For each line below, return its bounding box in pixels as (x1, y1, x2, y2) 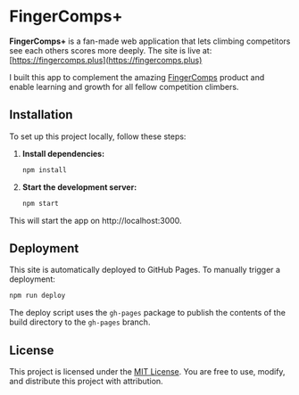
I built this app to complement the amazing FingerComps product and (9, 71, 265, 82)
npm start (21, 199, 60, 208)
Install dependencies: (21, 148, 105, 159)
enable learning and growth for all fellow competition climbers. (9, 81, 239, 92)
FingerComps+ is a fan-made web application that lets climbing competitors (9, 36, 291, 46)
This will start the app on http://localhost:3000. (9, 215, 182, 226)
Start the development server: (21, 181, 137, 193)
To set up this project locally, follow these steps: (9, 131, 187, 142)
